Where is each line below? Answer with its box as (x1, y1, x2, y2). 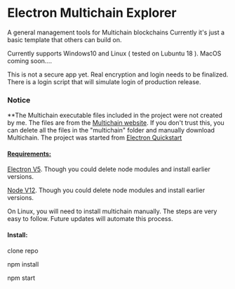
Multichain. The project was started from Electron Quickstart (7, 133, 182, 142)
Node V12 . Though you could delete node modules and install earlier (7, 186, 206, 194)
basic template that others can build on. (7, 35, 122, 43)
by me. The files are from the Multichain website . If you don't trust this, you (7, 119, 224, 127)
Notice (7, 95, 31, 105)
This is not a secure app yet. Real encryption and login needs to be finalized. (7, 70, 229, 79)
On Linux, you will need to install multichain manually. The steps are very (7, 207, 217, 215)
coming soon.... (7, 56, 53, 65)
